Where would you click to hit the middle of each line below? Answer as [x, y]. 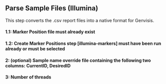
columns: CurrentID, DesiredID [38, 65]
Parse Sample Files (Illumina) [52, 8]
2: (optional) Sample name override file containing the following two [78, 60]
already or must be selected [35, 49]
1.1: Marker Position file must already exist [50, 32]
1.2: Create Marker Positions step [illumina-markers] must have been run [83, 43]
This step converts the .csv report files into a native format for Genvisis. [80, 20]
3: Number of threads [28, 77]
